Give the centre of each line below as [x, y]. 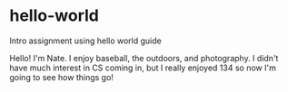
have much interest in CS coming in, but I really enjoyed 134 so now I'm [143, 68]
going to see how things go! [61, 77]
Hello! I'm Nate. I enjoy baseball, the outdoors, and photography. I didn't [144, 58]
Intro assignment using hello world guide [85, 41]
